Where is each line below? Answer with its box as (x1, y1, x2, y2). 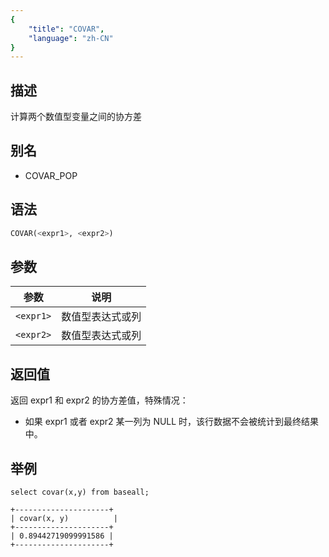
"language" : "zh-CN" (28, 33, 114, 43)
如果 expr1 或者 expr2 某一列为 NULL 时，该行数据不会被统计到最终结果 (24, 416, 320, 428)
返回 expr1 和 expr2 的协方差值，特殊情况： (10, 394, 189, 406)
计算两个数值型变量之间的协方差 (10, 111, 142, 123)
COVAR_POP (24, 169, 78, 181)
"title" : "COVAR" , (28, 24, 105, 34)
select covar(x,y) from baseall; (10, 487, 150, 497)
